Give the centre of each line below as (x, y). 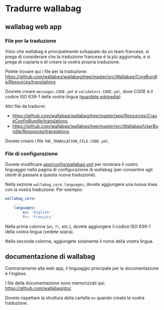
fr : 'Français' (38, 217)
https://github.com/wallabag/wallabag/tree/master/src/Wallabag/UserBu (85, 126)
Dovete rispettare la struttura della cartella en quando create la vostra (75, 298)
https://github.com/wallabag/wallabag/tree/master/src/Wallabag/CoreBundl (81, 76)
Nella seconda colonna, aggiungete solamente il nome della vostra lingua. (79, 241)
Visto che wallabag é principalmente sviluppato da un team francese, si (77, 51)
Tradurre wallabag (43, 9)
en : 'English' (37, 212)
